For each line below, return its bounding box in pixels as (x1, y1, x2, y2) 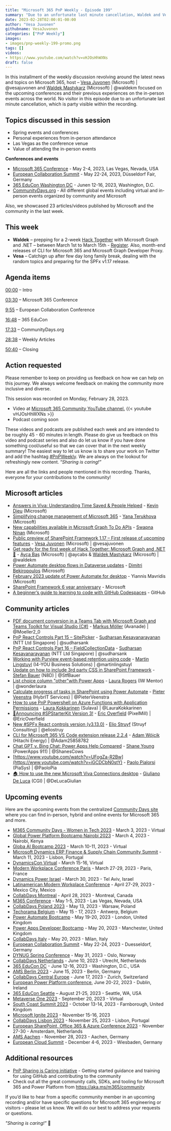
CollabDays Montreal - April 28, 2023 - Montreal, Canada (12, 892, 133, 898)
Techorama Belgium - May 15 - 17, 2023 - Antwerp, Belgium (12, 908, 138, 915)
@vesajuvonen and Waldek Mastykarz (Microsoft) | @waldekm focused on (5, 85, 162, 91)
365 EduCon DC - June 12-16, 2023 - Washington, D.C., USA (12, 963, 140, 969)
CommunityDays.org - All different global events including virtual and (12, 187, 158, 193)
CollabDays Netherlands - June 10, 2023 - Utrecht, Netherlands (12, 958, 147, 964)
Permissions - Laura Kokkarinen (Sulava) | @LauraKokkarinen (12, 705, 142, 711)
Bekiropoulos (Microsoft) (12, 568, 65, 574)
